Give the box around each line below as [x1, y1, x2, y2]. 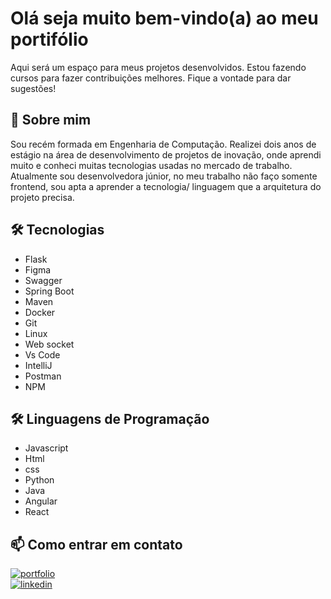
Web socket [24, 338, 75, 350]
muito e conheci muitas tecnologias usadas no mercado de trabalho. [10, 159, 293, 171]
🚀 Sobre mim [10, 112, 92, 129]
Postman [24, 370, 62, 382]
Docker [24, 306, 56, 318]
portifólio [10, 28, 89, 51]
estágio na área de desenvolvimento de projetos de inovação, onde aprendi [10, 148, 322, 161]
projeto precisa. [10, 191, 75, 203]
